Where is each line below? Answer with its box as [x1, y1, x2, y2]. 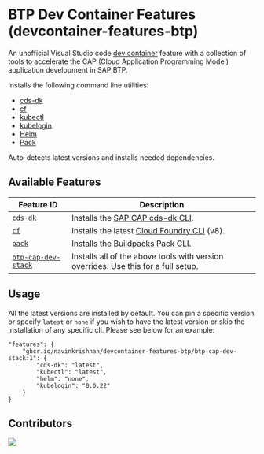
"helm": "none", [36, 374, 90, 383]
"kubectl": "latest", [36, 368, 108, 376]
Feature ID [18, 199, 58, 210]
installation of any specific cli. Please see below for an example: [8, 325, 215, 334]
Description [139, 199, 185, 210]
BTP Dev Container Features [8, 6, 196, 24]
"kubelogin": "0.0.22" [36, 381, 111, 389]
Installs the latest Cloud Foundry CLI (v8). [71, 225, 225, 236]
